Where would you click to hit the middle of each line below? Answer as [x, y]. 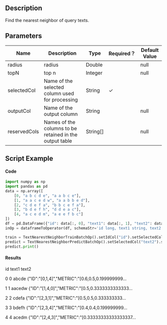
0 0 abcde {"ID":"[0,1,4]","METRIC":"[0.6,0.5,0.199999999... [66, 279]
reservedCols [23, 131]
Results [13, 258]
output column [61, 114]
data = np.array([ [24, 191]
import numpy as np [25, 182]
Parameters [24, 36]
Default [150, 50]
